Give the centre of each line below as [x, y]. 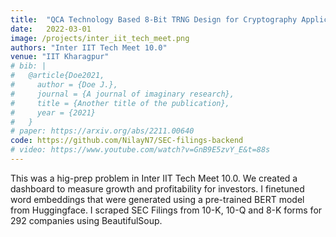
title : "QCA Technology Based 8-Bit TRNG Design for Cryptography [154, 19]
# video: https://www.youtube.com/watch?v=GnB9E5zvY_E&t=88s [140, 150]
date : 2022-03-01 [51, 29]
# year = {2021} [53, 112]
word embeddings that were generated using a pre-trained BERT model [157, 199]
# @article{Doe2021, [57, 76]
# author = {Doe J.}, [64, 85]
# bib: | [28, 66]
